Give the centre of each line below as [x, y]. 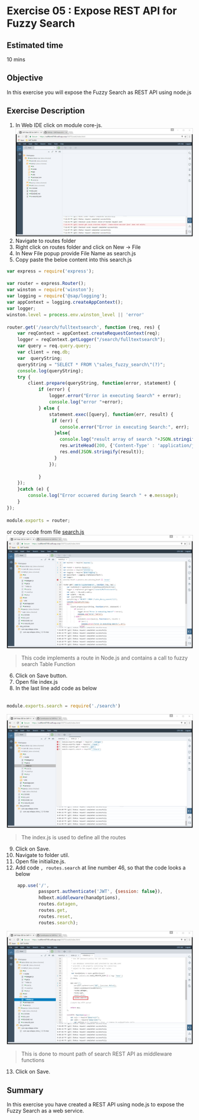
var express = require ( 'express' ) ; [50, 271]
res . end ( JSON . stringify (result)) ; [102, 452]
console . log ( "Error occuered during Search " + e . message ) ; [103, 496]
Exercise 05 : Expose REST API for [92, 11]
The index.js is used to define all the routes [74, 837]
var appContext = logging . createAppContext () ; [65, 303]
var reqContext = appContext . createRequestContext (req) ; [89, 333]
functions [33, 1060]
